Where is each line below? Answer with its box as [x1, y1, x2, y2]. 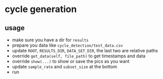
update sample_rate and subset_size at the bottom [12, 64, 117, 69]
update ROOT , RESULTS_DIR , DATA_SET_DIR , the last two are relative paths [12, 48, 158, 53]
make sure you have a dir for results [12, 37, 89, 43]
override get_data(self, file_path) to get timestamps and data [12, 53, 146, 59]
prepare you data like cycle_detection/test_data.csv [12, 42, 123, 48]
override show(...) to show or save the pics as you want [12, 58, 130, 64]
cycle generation [5, 4, 77, 15]
